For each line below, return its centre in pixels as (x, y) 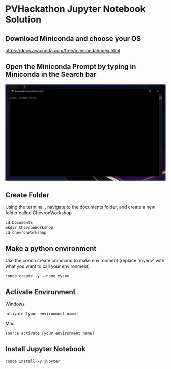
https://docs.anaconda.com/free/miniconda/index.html (63, 51)
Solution (23, 20)
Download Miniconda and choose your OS (73, 38)
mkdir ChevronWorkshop (29, 228)
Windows (15, 304)
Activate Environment (40, 292)
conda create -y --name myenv (37, 276)
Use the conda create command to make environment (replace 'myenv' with (85, 261)
